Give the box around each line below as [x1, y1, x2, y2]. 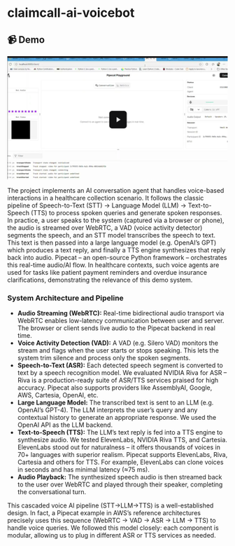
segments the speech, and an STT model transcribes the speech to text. [7, 231, 215, 240]
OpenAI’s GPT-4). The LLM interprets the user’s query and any [17, 406, 198, 414]
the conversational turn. [17, 488, 86, 496]
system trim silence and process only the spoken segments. [17, 354, 191, 362]
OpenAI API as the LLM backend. [17, 421, 113, 429]
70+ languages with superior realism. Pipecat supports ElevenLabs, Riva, [17, 451, 228, 459]
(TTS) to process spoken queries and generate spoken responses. [31, 209, 222, 217]
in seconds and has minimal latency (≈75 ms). [17, 465, 150, 474]
